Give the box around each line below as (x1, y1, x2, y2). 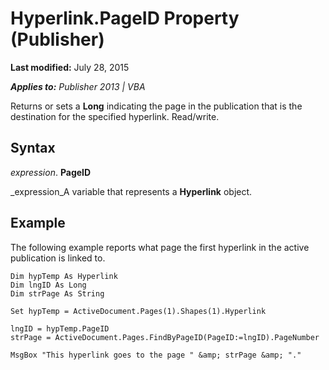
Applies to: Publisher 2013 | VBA (10, 80, 146, 92)
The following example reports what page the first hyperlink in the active (10, 241, 310, 253)
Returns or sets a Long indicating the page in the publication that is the (10, 100, 303, 112)
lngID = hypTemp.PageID (10, 323, 110, 334)
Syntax (10, 140, 56, 157)
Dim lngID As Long (10, 280, 87, 290)
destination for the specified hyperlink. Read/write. (10, 110, 220, 122)
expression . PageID (10, 166, 92, 178)
